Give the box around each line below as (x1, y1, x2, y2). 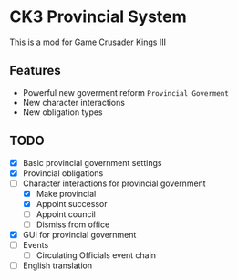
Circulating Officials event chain (36, 250, 157, 261)
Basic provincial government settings (22, 157, 162, 168)
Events (22, 240, 49, 251)
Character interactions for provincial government (22, 178, 207, 189)
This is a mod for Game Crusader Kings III (9, 36, 167, 47)
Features (9, 63, 61, 78)
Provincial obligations (22, 167, 104, 179)
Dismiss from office (36, 219, 110, 230)
